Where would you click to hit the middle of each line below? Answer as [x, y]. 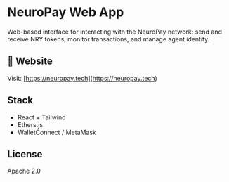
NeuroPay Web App [66, 12]
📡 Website [30, 61]
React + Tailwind [41, 117]
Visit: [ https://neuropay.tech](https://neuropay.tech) [83, 78]
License [25, 154]
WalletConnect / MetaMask [57, 132]
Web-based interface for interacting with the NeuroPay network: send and [115, 32]
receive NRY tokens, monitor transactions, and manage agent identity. [109, 39]
